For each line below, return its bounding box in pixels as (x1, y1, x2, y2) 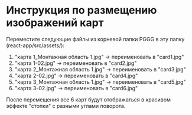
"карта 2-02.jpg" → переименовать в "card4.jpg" (14, 72, 138, 79)
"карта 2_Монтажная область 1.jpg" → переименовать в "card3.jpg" (14, 65, 186, 73)
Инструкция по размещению (6, 4, 157, 17)
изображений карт (6, 16, 105, 29)
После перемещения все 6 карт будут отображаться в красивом (6, 96, 171, 103)
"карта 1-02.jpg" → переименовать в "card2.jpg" (14, 60, 137, 67)
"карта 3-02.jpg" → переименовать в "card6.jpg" (14, 84, 138, 91)
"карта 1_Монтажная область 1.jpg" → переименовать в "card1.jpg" (14, 53, 184, 60)
